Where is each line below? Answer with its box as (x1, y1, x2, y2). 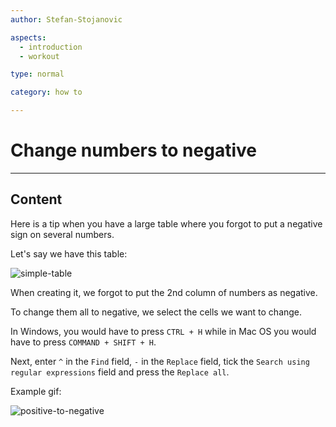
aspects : (10, 32, 47, 43)
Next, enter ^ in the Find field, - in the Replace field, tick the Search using (10, 355, 310, 367)
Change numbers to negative (10, 139, 257, 162)
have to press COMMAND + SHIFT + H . (10, 336, 157, 348)
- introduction (19, 42, 83, 52)
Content (10, 191, 63, 208)
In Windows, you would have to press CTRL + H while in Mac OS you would (10, 325, 317, 337)
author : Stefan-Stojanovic (10, 14, 123, 25)
